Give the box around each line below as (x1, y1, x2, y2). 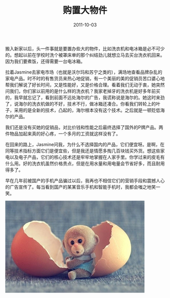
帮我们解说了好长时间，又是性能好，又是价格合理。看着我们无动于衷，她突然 (5, 82, 165, 88)
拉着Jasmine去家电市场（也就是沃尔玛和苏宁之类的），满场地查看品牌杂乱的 (5, 69, 163, 75)
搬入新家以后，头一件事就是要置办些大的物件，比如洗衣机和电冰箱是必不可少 (5, 45, 165, 51)
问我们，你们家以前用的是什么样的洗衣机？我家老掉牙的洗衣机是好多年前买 (5, 88, 160, 94)
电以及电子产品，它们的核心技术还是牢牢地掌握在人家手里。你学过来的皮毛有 (5, 154, 165, 160)
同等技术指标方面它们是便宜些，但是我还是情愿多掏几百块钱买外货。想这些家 (5, 148, 165, 154)
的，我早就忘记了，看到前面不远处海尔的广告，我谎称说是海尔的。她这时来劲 (5, 94, 165, 101)
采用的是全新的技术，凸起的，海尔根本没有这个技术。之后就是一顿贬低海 (14, 107, 165, 113)
